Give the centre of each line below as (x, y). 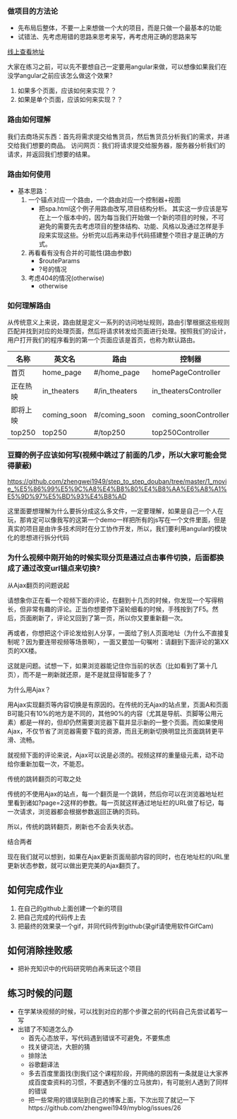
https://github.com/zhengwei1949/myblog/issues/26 (104, 1108)
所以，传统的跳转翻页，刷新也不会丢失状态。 (72, 826)
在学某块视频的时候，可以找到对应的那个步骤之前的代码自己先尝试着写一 (122, 1011)
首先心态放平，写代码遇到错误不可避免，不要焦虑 (99, 1038)
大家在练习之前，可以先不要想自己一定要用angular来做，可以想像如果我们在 (117, 67)
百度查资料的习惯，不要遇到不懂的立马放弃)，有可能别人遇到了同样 (131, 1082)
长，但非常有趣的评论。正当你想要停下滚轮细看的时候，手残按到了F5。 (110, 609)
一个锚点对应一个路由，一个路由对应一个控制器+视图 (104, 199)
